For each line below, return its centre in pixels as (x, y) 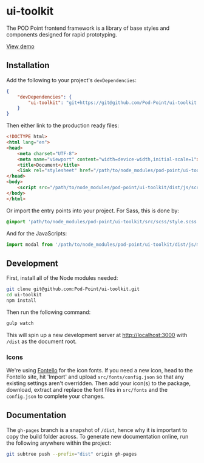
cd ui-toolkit (24, 295)
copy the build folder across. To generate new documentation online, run (97, 436)
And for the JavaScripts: (37, 233)
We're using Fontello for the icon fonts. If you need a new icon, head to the (100, 370)
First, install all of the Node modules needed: (62, 278)
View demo (20, 46)
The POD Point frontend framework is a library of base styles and (88, 28)
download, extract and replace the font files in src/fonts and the (87, 389)
